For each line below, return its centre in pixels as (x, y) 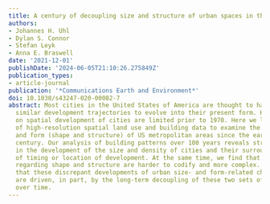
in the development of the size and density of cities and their (127, 150)
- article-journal (39, 83)
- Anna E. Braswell (41, 53)
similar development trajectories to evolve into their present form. (136, 113)
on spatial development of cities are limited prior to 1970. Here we (136, 120)
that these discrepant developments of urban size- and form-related (134, 173)
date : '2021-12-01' (41, 61)
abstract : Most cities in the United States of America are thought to (131, 105)
